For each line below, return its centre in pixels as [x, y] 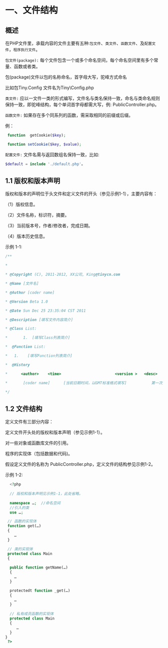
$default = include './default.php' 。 [45, 164]
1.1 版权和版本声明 [33, 181]
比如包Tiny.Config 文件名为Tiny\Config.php [49, 88]
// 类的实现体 [20, 549]
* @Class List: [21, 329]
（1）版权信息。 [21, 204]
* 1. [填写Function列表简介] [39, 356]
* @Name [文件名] [22, 284]
